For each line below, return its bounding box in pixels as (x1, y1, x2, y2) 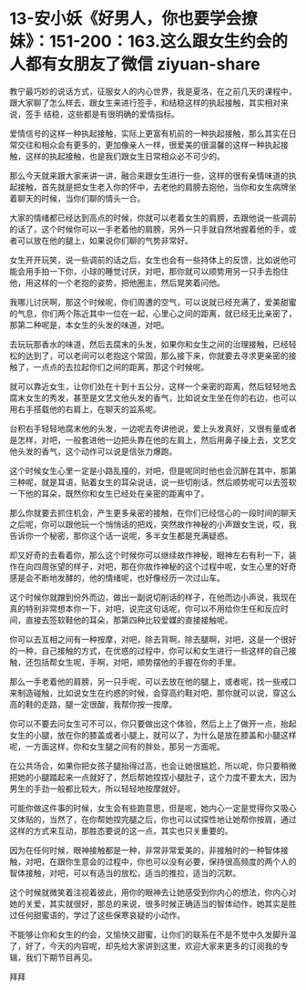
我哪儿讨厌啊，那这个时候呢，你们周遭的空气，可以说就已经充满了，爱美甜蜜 (9, 296, 297, 307)
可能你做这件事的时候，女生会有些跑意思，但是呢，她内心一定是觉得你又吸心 (9, 802, 297, 813)
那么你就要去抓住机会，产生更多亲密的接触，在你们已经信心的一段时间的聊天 (9, 507, 297, 518)
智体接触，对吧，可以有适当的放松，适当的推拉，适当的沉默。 (9, 867, 241, 878)
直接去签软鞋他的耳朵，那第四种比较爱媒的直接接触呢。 (25, 614, 233, 625)
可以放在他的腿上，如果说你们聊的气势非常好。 (16, 234, 193, 246)
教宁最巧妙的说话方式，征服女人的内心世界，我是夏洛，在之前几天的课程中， (9, 86, 297, 97)
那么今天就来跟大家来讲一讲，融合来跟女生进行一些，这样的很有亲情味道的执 (9, 170, 297, 180)
